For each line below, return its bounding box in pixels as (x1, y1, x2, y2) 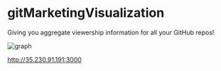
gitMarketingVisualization (7, 5, 165, 21)
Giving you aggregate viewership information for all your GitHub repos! (7, 28, 215, 37)
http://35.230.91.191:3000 (7, 55, 82, 64)
